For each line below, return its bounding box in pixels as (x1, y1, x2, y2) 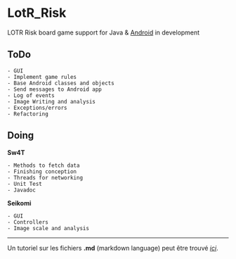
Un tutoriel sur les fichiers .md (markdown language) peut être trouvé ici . (7, 244, 219, 252)
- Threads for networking (7, 174, 83, 181)
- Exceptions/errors (7, 104, 68, 111)
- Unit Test (7, 180, 42, 187)
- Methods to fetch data (7, 162, 80, 169)
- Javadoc (7, 187, 37, 194)
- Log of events (7, 91, 55, 99)
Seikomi (7, 198, 32, 207)
